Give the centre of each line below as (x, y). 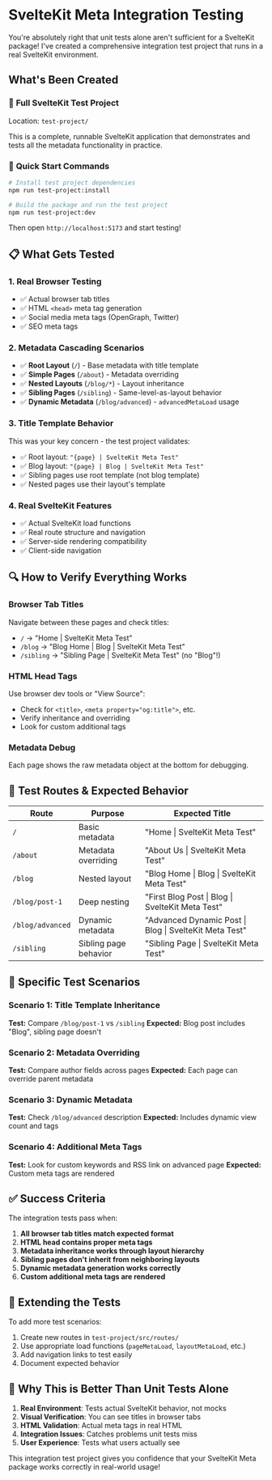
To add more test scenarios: (55, 1322)
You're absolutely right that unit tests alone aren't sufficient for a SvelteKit (132, 37)
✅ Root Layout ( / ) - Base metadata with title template (109, 365)
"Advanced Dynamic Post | (195, 921)
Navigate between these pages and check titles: (89, 622)
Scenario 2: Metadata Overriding (74, 1053)
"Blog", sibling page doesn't (55, 1031)
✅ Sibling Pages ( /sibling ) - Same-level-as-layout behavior (121, 393)
